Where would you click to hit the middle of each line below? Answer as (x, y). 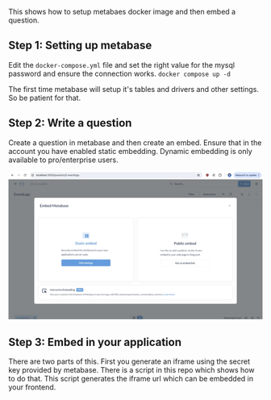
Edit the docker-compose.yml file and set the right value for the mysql (122, 65)
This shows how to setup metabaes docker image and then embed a (122, 12)
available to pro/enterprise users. (63, 160)
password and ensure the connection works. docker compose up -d (120, 73)
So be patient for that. (45, 98)
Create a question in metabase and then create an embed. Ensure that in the (135, 142)
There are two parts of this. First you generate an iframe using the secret (129, 361)
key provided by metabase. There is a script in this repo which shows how (131, 370)
